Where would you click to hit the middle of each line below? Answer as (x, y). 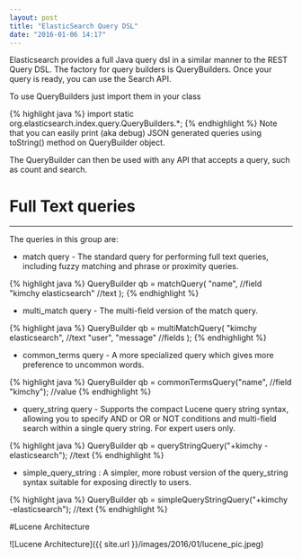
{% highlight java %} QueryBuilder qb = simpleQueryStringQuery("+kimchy (149, 499)
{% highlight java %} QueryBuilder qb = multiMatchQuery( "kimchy (133, 328)
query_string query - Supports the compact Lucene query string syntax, (155, 409)
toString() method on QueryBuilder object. (87, 143)
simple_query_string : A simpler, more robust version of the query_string (155, 472)
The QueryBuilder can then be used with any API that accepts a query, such (150, 160)
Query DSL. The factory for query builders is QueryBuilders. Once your (141, 69)
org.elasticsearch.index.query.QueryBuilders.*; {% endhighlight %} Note (143, 123)
